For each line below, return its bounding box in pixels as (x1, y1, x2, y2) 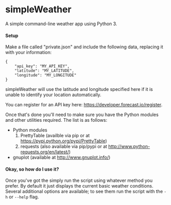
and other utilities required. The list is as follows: (5, 117, 108, 123)
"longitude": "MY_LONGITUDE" (14, 73, 77, 78)
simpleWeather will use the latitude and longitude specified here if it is (5, 86, 153, 92)
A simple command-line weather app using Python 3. (5, 21, 118, 27)
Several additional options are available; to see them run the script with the (5, 189, 163, 195)
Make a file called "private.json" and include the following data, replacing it (5, 44, 163, 50)
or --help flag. (9, 194, 39, 200)
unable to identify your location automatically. (5, 91, 101, 98)
